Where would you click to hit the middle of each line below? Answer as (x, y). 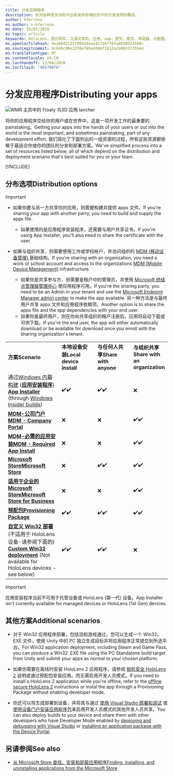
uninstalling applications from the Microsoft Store (65, 768)
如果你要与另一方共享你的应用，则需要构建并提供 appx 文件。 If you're (87, 207)
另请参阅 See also (33, 749)
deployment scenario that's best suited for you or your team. (70, 157)
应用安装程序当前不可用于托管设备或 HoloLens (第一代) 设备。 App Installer (84, 597)
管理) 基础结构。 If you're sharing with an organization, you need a (87, 257)
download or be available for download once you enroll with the (88, 328)
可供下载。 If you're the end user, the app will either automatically (89, 323)
